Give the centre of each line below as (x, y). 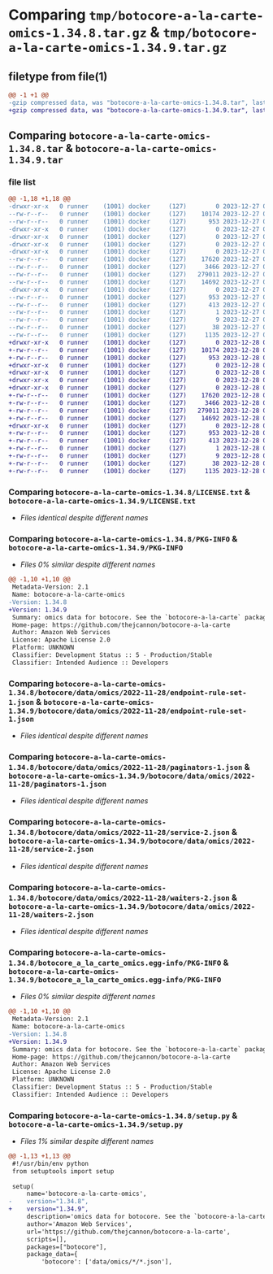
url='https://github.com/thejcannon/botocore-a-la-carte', (128, 1232)
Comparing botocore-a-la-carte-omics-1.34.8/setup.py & (123, 1115)
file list (22, 182)
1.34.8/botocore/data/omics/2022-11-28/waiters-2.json (119, 898)
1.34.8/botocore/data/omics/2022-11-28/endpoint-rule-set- (128, 692)
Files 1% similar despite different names (87, 1141)
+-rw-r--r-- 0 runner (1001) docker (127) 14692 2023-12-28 (134, 418)
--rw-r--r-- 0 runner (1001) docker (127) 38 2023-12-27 (134, 328)
